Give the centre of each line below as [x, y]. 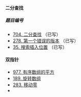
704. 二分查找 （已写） [37, 34]
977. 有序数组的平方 [34, 72]
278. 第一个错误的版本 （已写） [46, 40]
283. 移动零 [25, 85]
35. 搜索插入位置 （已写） [40, 47]
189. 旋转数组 [27, 78]
